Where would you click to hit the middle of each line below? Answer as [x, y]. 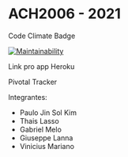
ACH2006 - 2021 [64, 14]
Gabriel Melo [40, 129]
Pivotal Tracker [33, 82]
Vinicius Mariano [47, 146]
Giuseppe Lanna [46, 138]
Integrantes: [28, 97]
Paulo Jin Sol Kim [48, 113]
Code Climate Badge [42, 36]
